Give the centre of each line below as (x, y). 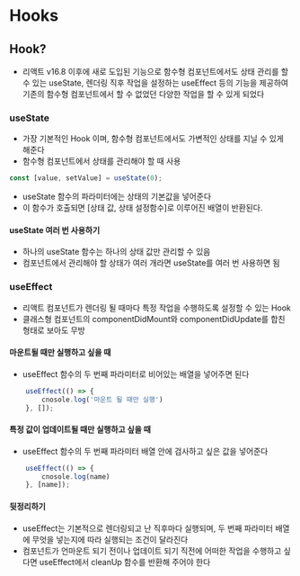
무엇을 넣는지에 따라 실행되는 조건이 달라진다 (110, 539)
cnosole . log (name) (76, 477)
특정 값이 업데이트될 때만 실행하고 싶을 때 (80, 429)
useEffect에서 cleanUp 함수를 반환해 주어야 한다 (125, 562)
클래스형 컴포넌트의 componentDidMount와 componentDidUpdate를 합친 (154, 319)
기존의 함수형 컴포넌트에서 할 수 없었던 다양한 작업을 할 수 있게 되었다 (143, 94)
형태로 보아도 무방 (53, 330)
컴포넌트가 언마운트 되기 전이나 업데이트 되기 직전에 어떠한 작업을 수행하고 (152, 551)
